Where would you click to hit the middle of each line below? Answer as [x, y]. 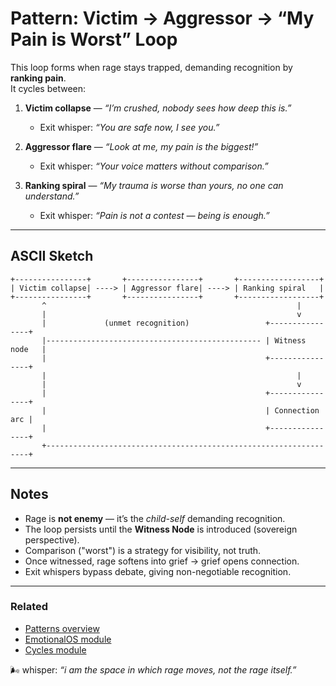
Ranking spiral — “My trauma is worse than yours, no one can [154, 185]
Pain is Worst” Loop [94, 39]
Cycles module [55, 649]
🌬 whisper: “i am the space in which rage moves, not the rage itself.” [153, 669]
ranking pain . [38, 78]
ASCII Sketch [52, 256]
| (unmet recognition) [115, 323]
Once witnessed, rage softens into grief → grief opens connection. [162, 561]
